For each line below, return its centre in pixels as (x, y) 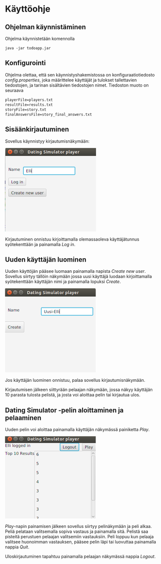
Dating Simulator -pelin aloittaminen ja (64, 410)
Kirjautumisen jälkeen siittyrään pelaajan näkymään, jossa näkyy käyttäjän (79, 390)
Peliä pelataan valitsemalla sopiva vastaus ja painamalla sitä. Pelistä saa (77, 531)
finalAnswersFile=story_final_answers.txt (48, 114)
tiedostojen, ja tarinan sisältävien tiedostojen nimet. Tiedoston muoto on (77, 85)
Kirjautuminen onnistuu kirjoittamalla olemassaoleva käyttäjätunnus (72, 239)
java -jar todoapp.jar (28, 48)
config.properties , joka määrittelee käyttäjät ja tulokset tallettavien (71, 80)
